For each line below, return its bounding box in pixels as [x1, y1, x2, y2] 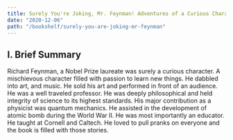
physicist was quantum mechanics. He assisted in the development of [7, 104, 207, 112]
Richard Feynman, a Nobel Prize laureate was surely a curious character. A [7, 67, 221, 76]
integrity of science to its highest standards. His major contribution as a [7, 96, 212, 105]
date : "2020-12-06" [7, 17, 64, 24]
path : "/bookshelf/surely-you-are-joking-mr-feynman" [7, 23, 166, 30]
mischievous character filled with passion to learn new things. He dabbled [7, 74, 218, 83]
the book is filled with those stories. [7, 126, 109, 134]
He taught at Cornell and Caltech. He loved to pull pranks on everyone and [7, 119, 220, 127]
